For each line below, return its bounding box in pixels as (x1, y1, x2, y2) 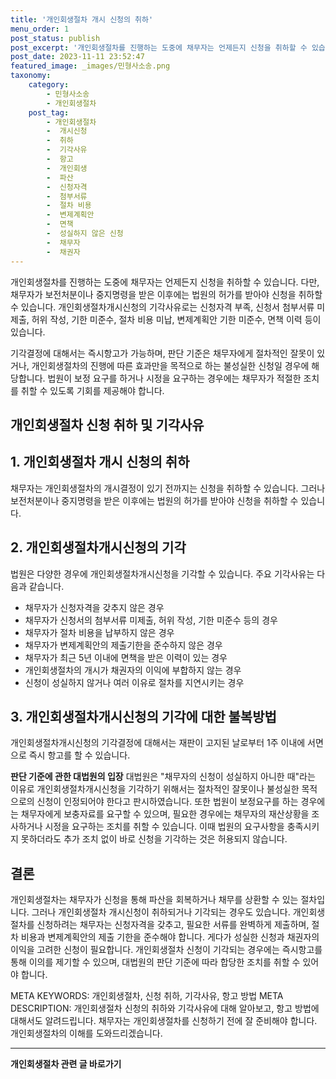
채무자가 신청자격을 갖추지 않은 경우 (24, 601, 165, 613)
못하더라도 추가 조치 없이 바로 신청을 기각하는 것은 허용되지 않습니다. (20, 833, 288, 845)
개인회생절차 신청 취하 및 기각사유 (10, 416, 205, 433)
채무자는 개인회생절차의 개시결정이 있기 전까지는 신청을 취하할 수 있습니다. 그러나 (10, 482, 326, 494)
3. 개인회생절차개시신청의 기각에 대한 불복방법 (10, 708, 277, 725)
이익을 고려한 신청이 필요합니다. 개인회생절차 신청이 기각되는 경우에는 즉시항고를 (10, 944, 323, 956)
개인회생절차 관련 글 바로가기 (10, 1058, 122, 1070)
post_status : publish (10, 33, 101, 43)
